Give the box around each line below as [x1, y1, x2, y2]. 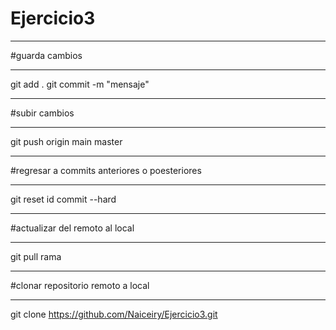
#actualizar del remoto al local [10, 222, 135, 234]
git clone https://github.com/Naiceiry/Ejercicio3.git [10, 308, 218, 320]
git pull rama [10, 250, 62, 262]
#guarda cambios [10, 49, 83, 61]
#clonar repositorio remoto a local [10, 279, 150, 291]
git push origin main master [10, 135, 123, 147]
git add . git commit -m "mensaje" [10, 78, 150, 90]
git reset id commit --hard [10, 193, 117, 205]
